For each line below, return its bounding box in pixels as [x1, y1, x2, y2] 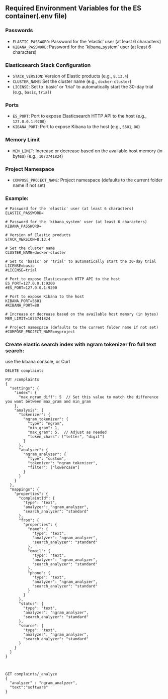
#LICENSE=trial [5, 268, 37, 273]
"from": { [18, 518, 39, 523]
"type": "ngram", [27, 421, 64, 426]
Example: [5, 194, 29, 202]
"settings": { [10, 386, 39, 391]
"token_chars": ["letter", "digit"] [27, 434, 105, 439]
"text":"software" [10, 685, 49, 690]
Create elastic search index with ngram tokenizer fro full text [5, 341, 156, 348]
